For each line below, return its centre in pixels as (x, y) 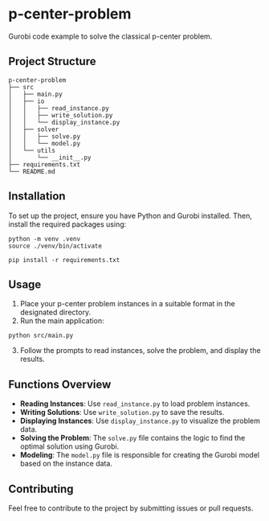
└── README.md (32, 171)
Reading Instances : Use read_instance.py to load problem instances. (135, 404)
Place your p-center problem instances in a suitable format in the (127, 304)
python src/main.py (41, 336)
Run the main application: (62, 321)
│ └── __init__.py (50, 158)
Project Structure (52, 62)
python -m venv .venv (45, 239)
